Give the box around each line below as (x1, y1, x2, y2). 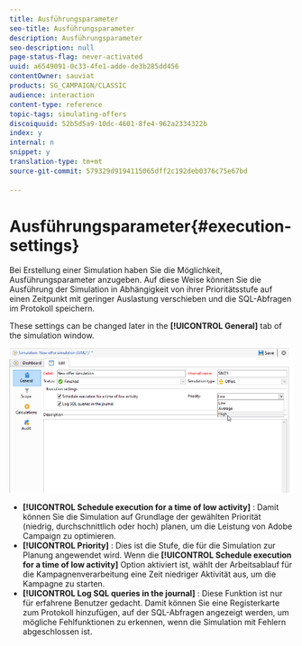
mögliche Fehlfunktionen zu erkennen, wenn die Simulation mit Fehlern (22, 616, 287, 627)
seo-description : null (9, 43, 95, 52)
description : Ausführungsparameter (9, 33, 143, 42)
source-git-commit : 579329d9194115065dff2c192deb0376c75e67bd (9, 167, 248, 176)
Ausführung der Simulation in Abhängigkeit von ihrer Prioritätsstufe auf (9, 284, 273, 295)
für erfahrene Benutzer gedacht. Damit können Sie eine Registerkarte (22, 597, 280, 608)
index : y (9, 129, 42, 138)
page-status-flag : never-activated (9, 52, 143, 62)
